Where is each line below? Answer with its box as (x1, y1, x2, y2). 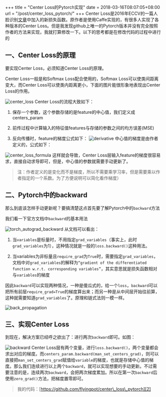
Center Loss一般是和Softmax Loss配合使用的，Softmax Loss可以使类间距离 (5, 76, 159, 82)
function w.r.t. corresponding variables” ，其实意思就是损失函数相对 (12, 265, 158, 271)
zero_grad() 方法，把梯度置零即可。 (14, 376, 86, 382)
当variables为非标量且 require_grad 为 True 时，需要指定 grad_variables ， (12, 253, 158, 259)
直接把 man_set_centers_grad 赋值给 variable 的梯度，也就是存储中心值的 (5, 357, 150, 363)
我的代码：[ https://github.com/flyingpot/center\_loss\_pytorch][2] (17, 386, 151, 392)
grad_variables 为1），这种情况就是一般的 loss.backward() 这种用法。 (12, 243, 150, 248)
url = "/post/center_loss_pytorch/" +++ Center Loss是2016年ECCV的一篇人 (5, 10, 158, 16)
